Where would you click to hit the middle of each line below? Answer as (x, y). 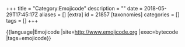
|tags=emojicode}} (29, 38)
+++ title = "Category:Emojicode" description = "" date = (74, 8)
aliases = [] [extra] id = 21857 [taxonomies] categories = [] (109, 15)
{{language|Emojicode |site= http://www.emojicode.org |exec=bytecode (92, 32)
